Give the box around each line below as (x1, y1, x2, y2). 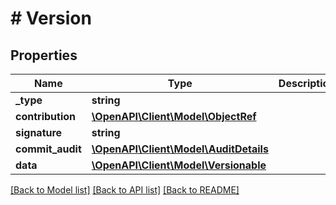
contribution (15, 110, 76, 123)
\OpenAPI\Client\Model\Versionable (91, 158, 267, 172)
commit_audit (15, 142, 82, 156)
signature (15, 126, 63, 139)
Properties (10, 47, 78, 64)
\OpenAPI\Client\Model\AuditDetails (91, 142, 269, 156)
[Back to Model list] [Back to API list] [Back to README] (10, 184, 240, 196)
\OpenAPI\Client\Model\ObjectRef (91, 110, 257, 123)
